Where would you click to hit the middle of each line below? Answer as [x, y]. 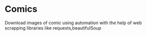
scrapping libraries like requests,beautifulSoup [53, 28]
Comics [21, 9]
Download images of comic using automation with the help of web [73, 23]
